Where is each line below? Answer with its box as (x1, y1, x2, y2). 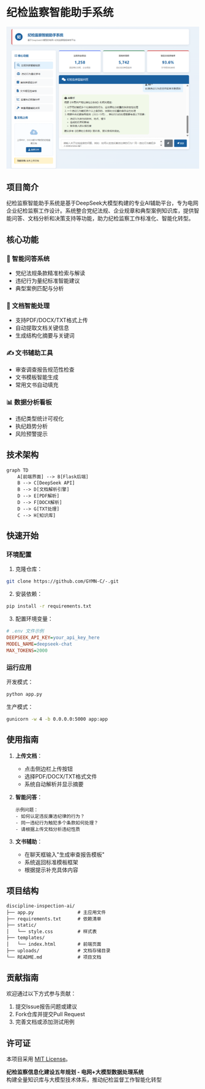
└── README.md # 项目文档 (6, 954, 102, 960)
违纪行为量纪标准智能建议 (15, 277, 80, 285)
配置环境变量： (15, 615, 53, 622)
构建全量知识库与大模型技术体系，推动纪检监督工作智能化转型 (6, 1076, 162, 1083)
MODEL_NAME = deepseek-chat (6, 641, 72, 647)
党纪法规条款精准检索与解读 (15, 269, 86, 277)
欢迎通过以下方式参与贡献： (6, 990, 76, 997)
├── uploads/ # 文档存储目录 (6, 948, 111, 954)
